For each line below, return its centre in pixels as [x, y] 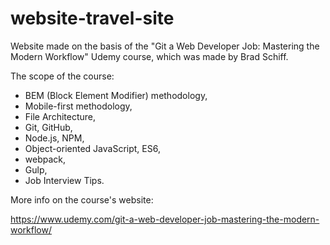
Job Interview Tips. [64, 180]
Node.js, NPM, [54, 138]
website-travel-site [92, 18]
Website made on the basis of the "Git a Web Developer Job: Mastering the [165, 46]
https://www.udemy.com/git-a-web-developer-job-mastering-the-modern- [165, 219]
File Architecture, [60, 116]
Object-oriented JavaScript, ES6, [92, 148]
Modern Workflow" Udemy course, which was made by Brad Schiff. [149, 56]
